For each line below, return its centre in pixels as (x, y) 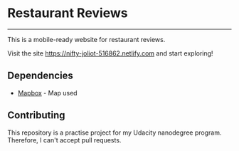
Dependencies (40, 76)
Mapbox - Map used (47, 93)
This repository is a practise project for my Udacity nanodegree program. (115, 132)
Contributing (36, 115)
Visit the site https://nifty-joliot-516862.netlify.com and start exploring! (110, 53)
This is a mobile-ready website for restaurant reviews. (86, 39)
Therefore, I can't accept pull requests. (64, 140)
